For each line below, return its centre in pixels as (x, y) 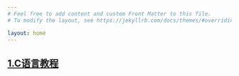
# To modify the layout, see (51, 20)
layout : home (27, 33)
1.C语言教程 (33, 63)
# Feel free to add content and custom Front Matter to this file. (110, 14)
